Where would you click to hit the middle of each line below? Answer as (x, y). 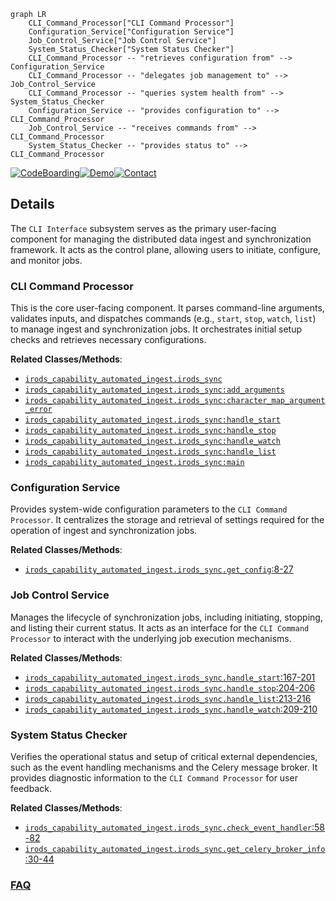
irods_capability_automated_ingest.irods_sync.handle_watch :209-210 (171, 709)
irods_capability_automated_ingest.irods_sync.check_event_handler (168, 828)
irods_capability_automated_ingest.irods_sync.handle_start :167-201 (170, 677)
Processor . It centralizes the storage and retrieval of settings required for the (167, 520)
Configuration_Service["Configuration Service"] (131, 32)
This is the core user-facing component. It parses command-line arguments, (167, 308)
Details (32, 204)
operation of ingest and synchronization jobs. (104, 531)
